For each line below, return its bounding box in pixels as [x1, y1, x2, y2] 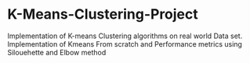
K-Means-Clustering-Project [7, 5, 199, 23]
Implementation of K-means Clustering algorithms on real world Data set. [7, 31, 243, 40]
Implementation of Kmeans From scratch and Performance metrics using [7, 39, 242, 48]
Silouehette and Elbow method [7, 47, 107, 57]
